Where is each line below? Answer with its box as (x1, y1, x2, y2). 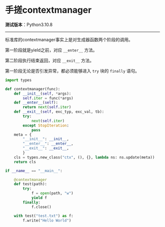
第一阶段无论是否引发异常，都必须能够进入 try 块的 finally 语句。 (5, 68, 140, 74)
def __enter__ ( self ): (14, 100, 58, 105)
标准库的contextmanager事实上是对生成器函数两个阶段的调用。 (5, 36, 133, 42)
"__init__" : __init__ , (23, 137, 69, 142)
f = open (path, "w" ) (31, 191, 74, 196)
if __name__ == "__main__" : (5, 168, 63, 173)
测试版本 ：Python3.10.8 (5, 22, 53, 27)
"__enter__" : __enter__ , (23, 141, 74, 146)
